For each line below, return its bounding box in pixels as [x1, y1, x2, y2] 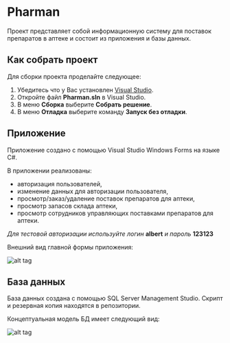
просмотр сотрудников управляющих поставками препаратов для [16, 209, 214, 217]
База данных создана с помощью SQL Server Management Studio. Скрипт [7, 294, 223, 302]
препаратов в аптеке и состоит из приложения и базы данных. [7, 34, 192, 42]
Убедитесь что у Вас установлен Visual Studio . [16, 85, 154, 93]
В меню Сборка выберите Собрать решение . [16, 100, 152, 109]
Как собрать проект [7, 54, 98, 66]
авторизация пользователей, [16, 179, 102, 188]
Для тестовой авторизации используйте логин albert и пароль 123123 [7, 230, 214, 238]
